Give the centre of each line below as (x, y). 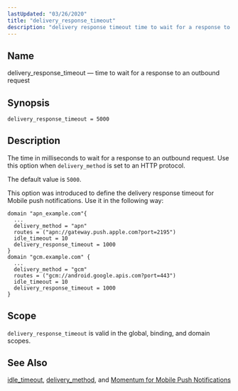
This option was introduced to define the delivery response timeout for (111, 193)
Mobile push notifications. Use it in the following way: (86, 200)
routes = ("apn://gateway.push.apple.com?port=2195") (95, 232)
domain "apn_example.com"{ (47, 214)
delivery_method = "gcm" (50, 269)
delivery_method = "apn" (50, 226)
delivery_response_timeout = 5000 (59, 119)
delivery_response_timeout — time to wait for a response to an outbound (114, 73)
